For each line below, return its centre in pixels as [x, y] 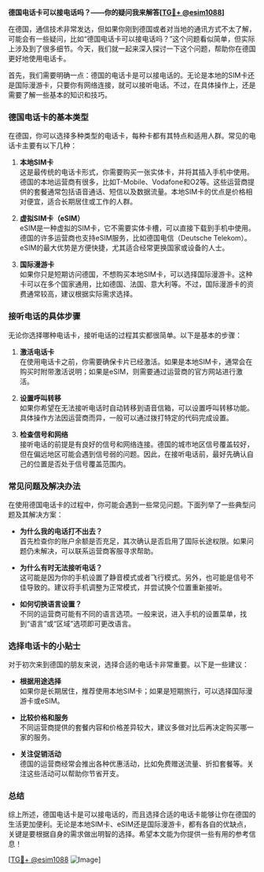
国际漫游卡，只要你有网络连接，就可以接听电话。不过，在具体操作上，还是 [135, 85]
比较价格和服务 [44, 718]
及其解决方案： [39, 514]
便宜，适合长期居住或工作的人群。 [82, 202]
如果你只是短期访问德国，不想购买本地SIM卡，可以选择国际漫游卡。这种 [136, 274]
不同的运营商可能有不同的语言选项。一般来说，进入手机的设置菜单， [130, 613]
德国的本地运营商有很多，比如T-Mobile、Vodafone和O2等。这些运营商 [134, 182]
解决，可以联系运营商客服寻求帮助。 [99, 550]
